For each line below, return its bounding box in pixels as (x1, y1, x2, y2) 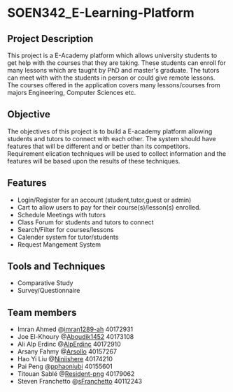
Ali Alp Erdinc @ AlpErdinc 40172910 (17, 340, 121, 349)
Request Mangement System (17, 240, 101, 249)
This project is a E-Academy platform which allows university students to (7, 51, 218, 59)
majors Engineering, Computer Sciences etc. (7, 89, 136, 96)
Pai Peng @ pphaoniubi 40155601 (17, 362, 113, 371)
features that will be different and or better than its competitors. (7, 142, 190, 150)
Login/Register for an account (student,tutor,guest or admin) (17, 196, 192, 204)
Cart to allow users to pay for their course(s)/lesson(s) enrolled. (17, 203, 202, 211)
